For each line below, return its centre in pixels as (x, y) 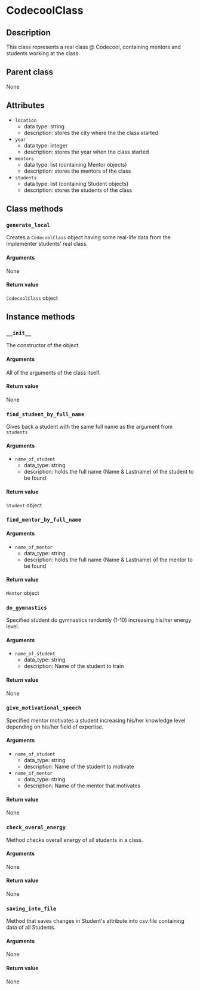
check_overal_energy (36, 827)
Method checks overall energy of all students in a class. (75, 839)
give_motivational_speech (44, 708)
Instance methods (41, 317)
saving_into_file (31, 908)
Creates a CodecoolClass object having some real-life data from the (89, 237)
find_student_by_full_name (45, 414)
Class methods (35, 209)
